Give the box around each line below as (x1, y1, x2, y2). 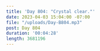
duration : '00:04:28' (6, 30, 59, 36)
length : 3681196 (6, 36, 46, 42)
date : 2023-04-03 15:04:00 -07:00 (6, 14, 91, 20)
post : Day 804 (6, 25, 41, 31)
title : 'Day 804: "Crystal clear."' (6, 8, 95, 15)
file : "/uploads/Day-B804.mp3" (6, 19, 82, 25)
